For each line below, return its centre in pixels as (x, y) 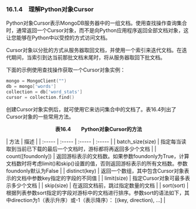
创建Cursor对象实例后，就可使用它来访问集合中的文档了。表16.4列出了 (91, 109)
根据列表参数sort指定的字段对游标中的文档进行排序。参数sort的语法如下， (95, 193)
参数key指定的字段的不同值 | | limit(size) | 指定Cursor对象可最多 (108, 178)
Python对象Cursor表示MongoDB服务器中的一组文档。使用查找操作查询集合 (97, 23)
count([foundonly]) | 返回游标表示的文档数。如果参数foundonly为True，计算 (98, 156)
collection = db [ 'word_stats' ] (44, 92)
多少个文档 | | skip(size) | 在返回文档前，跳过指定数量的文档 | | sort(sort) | (100, 185)
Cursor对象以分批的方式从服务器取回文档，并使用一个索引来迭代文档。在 (94, 50)
